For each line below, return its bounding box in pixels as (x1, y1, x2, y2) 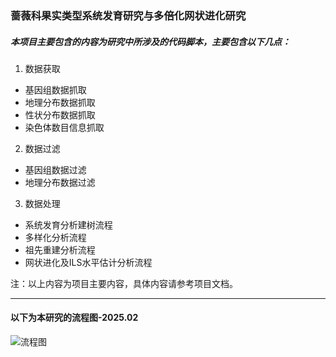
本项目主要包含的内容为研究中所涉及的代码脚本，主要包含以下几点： (10, 35, 291, 47)
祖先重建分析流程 (24, 243, 96, 256)
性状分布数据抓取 (24, 108, 96, 121)
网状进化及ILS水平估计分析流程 (24, 256, 153, 268)
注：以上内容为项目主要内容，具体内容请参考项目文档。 (10, 277, 238, 289)
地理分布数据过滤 (24, 176, 96, 188)
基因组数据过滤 (24, 163, 87, 176)
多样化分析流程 (24, 231, 87, 243)
